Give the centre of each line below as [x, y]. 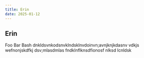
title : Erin [17, 9]
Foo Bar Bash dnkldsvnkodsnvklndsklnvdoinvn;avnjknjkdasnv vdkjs [72, 45]
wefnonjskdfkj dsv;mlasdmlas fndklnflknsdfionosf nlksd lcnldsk [68, 50]
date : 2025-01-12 [23, 14]
